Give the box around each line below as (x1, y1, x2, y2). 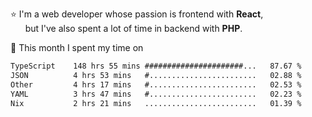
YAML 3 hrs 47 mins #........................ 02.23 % (10, 89, 302, 99)
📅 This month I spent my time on (10, 42, 144, 53)
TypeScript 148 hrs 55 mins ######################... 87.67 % (10, 61, 302, 71)
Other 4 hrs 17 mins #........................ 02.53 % (10, 79, 302, 90)
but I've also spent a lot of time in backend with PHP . (24, 23, 243, 34)
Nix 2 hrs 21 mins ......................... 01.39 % (10, 98, 302, 108)
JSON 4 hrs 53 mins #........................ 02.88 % (10, 70, 302, 80)
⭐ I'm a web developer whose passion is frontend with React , (10, 8, 264, 20)
